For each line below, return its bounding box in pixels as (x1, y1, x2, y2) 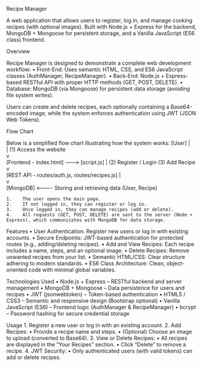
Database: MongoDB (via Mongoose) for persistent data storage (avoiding (6, 85, 191, 92)
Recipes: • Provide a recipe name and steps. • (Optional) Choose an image (6, 328, 192, 335)
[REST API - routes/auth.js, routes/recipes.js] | (6, 171, 121, 179)
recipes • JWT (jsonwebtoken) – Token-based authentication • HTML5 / (6, 291, 186, 298)
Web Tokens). (6, 116, 41, 123)
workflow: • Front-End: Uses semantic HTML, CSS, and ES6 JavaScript (6, 66, 183, 73)
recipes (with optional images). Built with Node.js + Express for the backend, (6, 24, 197, 30)
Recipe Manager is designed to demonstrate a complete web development (6, 60, 192, 66)
